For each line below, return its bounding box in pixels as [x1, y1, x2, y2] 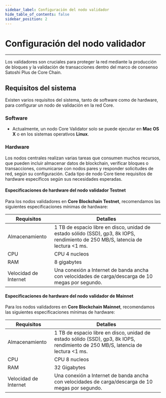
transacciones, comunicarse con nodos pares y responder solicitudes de [5, 165, 154, 171]
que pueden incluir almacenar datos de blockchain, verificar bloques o [5, 160, 149, 166]
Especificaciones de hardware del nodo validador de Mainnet [5, 293, 133, 299]
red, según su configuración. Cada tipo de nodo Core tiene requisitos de [5, 171, 153, 177]
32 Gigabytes [54, 364, 86, 371]
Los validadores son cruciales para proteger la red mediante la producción [5, 59, 157, 65]
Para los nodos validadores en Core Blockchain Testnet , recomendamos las [5, 198, 161, 204]
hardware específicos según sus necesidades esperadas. [5, 176, 123, 182]
